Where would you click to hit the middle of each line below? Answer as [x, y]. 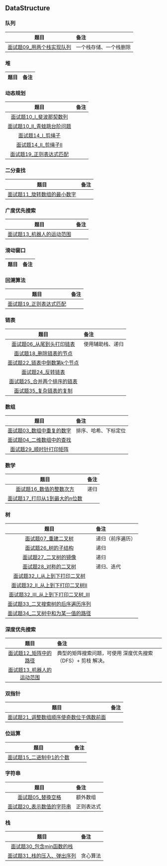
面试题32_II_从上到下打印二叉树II [49, 585]
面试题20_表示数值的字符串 [40, 806]
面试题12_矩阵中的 [30, 653]
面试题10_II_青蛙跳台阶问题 [39, 126]
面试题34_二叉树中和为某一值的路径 [49, 613]
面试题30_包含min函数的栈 [42, 847]
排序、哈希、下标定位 [101, 431]
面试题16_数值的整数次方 [45, 489]
